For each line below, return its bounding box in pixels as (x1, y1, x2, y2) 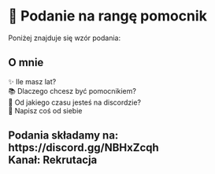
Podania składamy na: (8, 129, 119, 143)
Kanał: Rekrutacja (8, 154, 98, 167)
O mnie (8, 56, 44, 69)
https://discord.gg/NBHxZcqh (8, 141, 159, 154)
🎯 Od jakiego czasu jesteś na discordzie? (8, 98, 142, 107)
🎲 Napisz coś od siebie (8, 106, 83, 115)
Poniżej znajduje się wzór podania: (8, 33, 120, 43)
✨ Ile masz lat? (8, 76, 57, 86)
